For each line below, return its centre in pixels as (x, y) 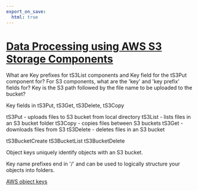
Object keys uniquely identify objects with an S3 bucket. (74, 153)
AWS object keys (27, 182)
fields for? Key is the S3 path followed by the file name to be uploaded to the (99, 88)
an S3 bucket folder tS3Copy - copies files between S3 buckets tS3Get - (95, 123)
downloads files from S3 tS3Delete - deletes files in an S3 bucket (85, 130)
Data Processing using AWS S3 (84, 46)
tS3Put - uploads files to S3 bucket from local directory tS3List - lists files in (98, 117)
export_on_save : (26, 12)
